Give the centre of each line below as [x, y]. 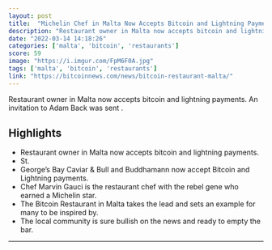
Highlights [35, 133]
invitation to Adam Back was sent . [66, 108]
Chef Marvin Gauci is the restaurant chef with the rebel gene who [129, 187]
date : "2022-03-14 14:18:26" [57, 38]
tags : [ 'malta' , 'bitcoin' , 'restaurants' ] [83, 69]
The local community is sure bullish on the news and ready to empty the [140, 221]
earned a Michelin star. [58, 196]
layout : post [30, 16]
